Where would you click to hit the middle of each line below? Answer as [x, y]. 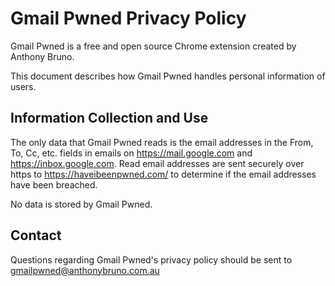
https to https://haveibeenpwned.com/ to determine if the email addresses [163, 174]
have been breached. [54, 184]
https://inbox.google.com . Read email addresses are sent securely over [157, 163]
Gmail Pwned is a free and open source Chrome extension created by [153, 46]
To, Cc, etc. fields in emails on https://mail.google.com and [131, 153]
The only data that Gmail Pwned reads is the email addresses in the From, [162, 142]
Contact [36, 235]
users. [23, 86]
